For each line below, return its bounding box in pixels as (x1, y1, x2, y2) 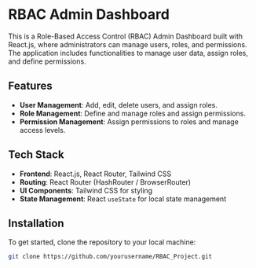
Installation (8, 216, 64, 229)
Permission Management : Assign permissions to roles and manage (19, 116, 240, 127)
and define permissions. (8, 57, 86, 66)
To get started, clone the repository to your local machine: (8, 237, 196, 247)
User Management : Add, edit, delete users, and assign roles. (19, 100, 218, 109)
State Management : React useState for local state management (19, 194, 226, 204)
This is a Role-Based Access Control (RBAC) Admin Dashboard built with (8, 31, 243, 41)
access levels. (19, 125, 66, 134)
